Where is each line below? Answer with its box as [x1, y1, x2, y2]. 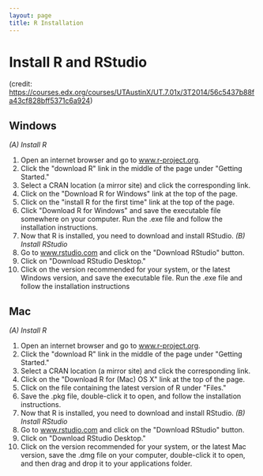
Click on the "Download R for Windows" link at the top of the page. [20, 189, 238, 199]
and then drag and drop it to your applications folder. [20, 459, 193, 468]
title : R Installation [9, 19, 84, 27]
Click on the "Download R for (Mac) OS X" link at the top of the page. [20, 375, 246, 384]
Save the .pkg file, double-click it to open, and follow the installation [20, 391, 242, 401]
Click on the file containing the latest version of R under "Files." [20, 383, 227, 393]
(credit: [9, 79, 32, 89]
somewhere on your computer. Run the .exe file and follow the [20, 215, 224, 224]
